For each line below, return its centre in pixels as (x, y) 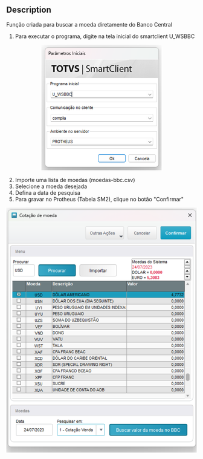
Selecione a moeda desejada (51, 186)
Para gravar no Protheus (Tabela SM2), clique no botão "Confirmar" (99, 199)
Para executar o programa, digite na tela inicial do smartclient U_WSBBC (105, 36)
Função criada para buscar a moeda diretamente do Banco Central (89, 24)
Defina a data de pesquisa (47, 192)
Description (29, 10)
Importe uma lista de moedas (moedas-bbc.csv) (75, 180)
